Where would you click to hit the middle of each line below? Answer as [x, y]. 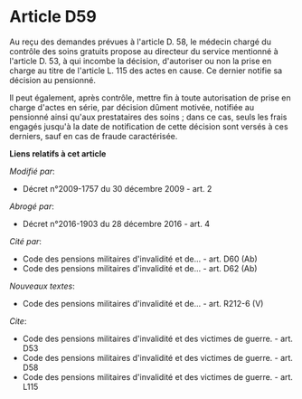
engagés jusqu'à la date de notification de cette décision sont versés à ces [149, 126]
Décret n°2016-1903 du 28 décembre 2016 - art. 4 [116, 223]
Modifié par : [33, 171]
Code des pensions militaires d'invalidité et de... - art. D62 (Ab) [140, 268]
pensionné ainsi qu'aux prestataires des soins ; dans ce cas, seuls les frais [148, 117]
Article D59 [53, 17]
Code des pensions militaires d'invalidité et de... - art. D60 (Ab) [140, 259]
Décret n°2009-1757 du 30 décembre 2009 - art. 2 [117, 188]
